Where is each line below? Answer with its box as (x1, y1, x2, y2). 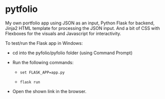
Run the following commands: (12, 59, 74, 65)
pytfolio (5, 3, 38, 15)
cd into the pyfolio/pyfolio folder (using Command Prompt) (12, 50, 133, 56)
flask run (19, 80, 41, 85)
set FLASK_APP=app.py (19, 70, 65, 75)
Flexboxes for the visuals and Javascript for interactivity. (5, 30, 121, 36)
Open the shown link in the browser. (12, 88, 87, 94)
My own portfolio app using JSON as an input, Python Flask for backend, (5, 20, 155, 26)
